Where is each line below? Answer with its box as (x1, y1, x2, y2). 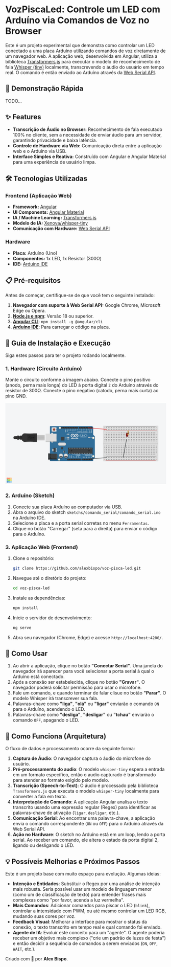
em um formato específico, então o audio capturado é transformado (12, 772, 156, 778)
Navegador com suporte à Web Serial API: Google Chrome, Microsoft (12, 302, 161, 308)
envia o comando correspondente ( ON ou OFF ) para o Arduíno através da (12, 821, 164, 827)
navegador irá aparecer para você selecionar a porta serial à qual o (12, 668, 154, 674)
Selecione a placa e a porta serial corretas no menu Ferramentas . (12, 520, 149, 526)
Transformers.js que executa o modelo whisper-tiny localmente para (12, 788, 159, 794)
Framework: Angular (12, 204, 57, 210)
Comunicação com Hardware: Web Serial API (12, 226, 110, 232)
